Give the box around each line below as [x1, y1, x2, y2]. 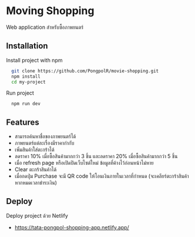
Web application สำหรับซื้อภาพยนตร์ [6, 24, 84, 31]
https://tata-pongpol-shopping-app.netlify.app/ [14, 223, 129, 231]
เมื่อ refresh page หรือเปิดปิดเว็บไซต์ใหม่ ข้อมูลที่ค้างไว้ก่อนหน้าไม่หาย [14, 159, 154, 166]
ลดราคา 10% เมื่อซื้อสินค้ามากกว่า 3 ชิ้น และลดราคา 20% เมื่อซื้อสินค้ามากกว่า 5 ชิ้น [14, 153, 178, 160]
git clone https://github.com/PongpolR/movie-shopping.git [11, 68, 159, 74]
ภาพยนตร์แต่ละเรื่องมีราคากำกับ [14, 139, 75, 146]
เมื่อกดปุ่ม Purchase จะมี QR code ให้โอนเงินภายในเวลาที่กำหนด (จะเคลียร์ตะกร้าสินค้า [14, 172, 189, 180]
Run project [6, 89, 34, 96]
